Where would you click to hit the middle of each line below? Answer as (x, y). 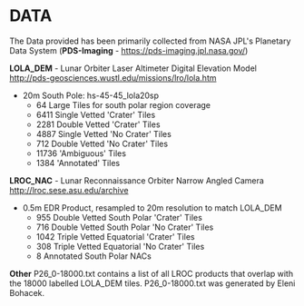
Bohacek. (27, 292)
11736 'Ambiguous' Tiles (81, 153)
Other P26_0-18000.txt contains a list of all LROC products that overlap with (151, 273)
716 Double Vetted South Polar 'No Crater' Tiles (125, 227)
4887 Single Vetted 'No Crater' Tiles (104, 133)
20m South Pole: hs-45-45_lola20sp (91, 95)
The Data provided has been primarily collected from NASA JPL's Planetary (150, 41)
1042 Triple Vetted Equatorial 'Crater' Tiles (115, 236)
